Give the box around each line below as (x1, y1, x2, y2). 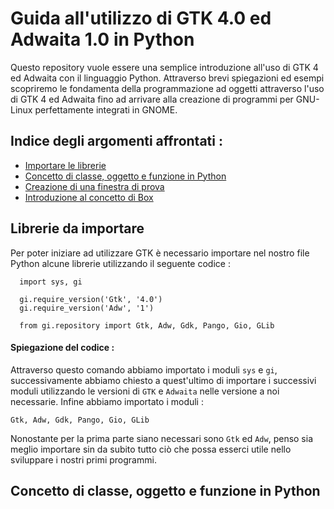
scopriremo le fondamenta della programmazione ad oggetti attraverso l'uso (10, 82, 325, 94)
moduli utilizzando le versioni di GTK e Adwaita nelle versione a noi (10, 385, 280, 397)
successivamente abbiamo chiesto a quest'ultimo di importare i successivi (10, 374, 317, 386)
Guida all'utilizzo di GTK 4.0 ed (10, 7, 272, 30)
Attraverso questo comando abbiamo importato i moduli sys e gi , (10, 363, 278, 376)
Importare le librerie (24, 159, 107, 171)
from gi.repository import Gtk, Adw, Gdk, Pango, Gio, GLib (19, 320, 275, 331)
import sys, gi (19, 277, 83, 287)
